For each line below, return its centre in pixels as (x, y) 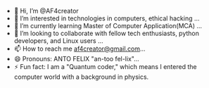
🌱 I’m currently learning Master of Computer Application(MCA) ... (108, 26)
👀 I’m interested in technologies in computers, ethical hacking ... (107, 18)
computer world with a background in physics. (81, 77)
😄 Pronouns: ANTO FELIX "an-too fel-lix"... (76, 59)
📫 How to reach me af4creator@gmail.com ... (80, 49)
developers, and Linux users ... (58, 41)
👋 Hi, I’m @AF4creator (46, 11)
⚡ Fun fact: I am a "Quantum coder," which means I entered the (105, 67)
